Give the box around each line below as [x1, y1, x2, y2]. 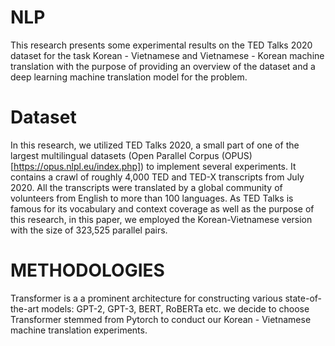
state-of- [284, 292, 323, 304]
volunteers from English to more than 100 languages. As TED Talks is [10, 192, 294, 204]
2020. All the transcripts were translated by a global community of [10, 181, 283, 193]
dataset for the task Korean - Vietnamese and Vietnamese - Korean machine [10, 49, 325, 61]
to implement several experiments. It [146, 160, 297, 172]
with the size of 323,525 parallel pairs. [10, 224, 168, 236]
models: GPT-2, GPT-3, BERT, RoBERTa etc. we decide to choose [41, 302, 310, 315]
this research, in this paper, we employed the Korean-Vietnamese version [10, 213, 313, 225]
